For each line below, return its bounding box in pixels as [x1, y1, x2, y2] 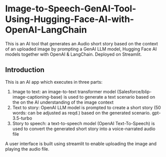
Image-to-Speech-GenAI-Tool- [5, 3, 137, 14]
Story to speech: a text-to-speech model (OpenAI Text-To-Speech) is [12, 120, 155, 126]
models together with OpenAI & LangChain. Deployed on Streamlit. [5, 51, 142, 57]
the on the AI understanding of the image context [12, 99, 114, 105]
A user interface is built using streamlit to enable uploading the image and [5, 141, 157, 147]
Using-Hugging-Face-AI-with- [5, 13, 135, 25]
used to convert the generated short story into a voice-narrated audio [12, 126, 156, 132]
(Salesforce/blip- [117, 88, 152, 95]
